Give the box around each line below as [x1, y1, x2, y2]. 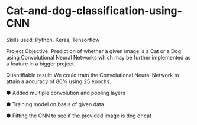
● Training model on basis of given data [6, 100, 105, 107]
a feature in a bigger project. [6, 60, 76, 67]
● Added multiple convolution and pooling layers [6, 89, 126, 96]
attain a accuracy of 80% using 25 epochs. [6, 78, 111, 85]
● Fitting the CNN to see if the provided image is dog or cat [6, 112, 152, 119]
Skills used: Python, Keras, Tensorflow [6, 36, 100, 43]
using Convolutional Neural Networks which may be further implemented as [6, 54, 191, 61]
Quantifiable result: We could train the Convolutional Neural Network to [6, 71, 179, 78]
